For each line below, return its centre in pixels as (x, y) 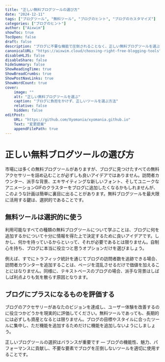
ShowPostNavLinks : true (29, 78)
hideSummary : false (25, 65)
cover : (12, 87)
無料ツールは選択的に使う (44, 217)
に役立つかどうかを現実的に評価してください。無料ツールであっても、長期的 (82, 313)
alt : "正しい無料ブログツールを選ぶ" (47, 97)
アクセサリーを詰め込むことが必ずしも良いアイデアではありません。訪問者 (80, 175)
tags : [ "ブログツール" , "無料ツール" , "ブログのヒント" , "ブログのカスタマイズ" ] (81, 19)
